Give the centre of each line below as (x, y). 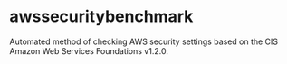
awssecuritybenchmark (101, 17)
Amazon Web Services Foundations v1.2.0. (89, 50)
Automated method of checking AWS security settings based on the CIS (144, 41)
